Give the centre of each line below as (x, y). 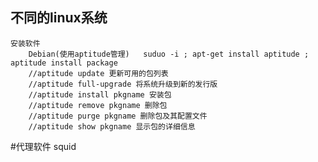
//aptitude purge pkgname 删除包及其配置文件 (118, 116)
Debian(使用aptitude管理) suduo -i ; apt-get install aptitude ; (169, 54)
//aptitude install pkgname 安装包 (100, 94)
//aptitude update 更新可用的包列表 (98, 73)
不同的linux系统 (59, 18)
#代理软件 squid (43, 146)
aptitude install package (64, 63)
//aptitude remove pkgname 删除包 (98, 105)
